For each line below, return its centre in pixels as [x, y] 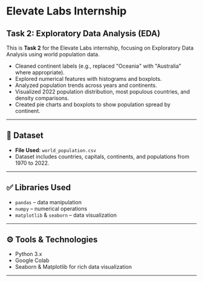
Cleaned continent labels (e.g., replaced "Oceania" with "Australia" [98, 66]
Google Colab [32, 260]
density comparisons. [42, 98]
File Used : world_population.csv [56, 150]
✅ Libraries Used [39, 187]
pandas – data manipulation [48, 202]
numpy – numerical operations [51, 208]
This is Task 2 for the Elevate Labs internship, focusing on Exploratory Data [100, 48]
